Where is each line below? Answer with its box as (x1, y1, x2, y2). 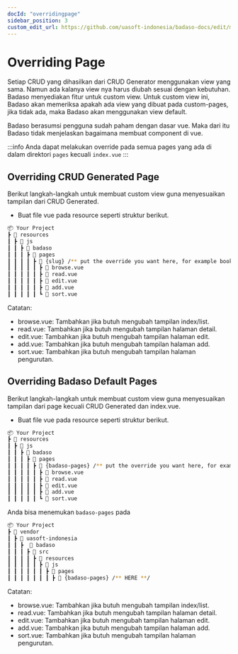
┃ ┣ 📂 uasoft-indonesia (7, 535, 78, 542)
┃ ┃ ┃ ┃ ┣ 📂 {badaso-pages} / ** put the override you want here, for (7, 462, 217, 469)
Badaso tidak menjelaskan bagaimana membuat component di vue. (7, 129, 203, 138)
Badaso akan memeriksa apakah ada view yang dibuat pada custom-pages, (7, 100, 229, 109)
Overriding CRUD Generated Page (7, 171, 159, 183)
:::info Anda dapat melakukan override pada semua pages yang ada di (7, 143, 212, 151)
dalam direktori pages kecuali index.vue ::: (7, 150, 129, 159)
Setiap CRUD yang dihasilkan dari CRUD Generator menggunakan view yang (7, 77, 231, 86)
